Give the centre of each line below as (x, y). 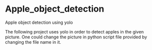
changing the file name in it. (33, 42)
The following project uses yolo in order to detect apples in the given (75, 32)
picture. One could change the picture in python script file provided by (76, 37)
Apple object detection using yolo (39, 22)
